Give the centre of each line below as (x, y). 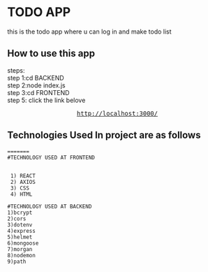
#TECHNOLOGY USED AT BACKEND (50, 206)
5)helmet (20, 237)
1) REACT (23, 176)
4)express (22, 231)
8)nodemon (22, 255)
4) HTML (21, 194)
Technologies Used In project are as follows (104, 135)
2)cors (17, 219)
